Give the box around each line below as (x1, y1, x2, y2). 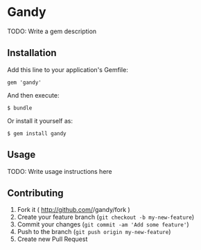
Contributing (7, 187, 64, 199)
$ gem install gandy (7, 130, 67, 137)
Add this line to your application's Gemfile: (7, 65, 128, 73)
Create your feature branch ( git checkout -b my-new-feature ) (17, 213, 195, 222)
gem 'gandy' (7, 79, 42, 86)
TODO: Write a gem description (7, 27, 97, 35)
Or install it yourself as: (7, 116, 73, 125)
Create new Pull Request (17, 235, 88, 243)
